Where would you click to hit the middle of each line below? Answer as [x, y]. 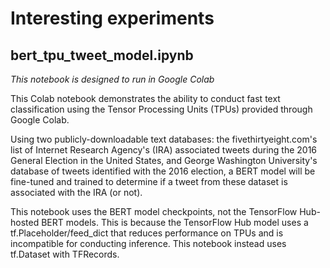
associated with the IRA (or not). [76, 192]
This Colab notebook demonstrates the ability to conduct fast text [145, 98]
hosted [25, 222]
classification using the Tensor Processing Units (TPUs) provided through [161, 109]
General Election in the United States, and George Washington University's [164, 160]
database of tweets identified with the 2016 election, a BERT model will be [163, 171]
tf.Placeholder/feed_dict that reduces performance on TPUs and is [147, 233]
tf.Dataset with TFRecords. [65, 254]
